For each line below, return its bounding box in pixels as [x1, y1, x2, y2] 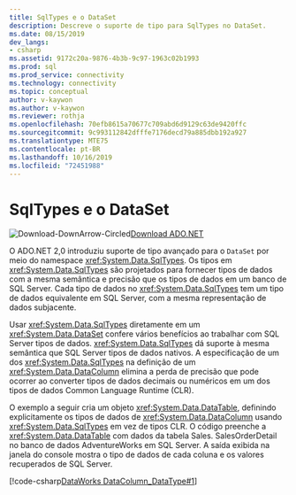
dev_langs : [9, 37, 49, 47]
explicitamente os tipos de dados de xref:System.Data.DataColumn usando [9, 412, 283, 422]
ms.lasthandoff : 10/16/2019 [9, 152, 113, 162]
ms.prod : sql [9, 63, 57, 72]
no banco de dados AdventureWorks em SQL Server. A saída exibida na [9, 440, 270, 451]
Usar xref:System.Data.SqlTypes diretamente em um [9, 320, 201, 330]
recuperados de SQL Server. [9, 459, 113, 469]
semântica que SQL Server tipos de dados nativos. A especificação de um [9, 347, 280, 359]
